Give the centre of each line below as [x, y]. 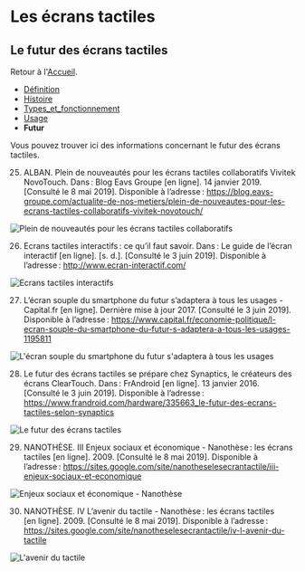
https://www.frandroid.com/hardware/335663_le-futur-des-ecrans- [150, 403]
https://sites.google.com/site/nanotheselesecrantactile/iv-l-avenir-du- [154, 530]
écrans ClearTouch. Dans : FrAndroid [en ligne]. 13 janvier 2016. [141, 383]
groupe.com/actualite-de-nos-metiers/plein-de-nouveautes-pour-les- [154, 201]
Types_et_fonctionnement [71, 109]
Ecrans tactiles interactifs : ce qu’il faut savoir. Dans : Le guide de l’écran [157, 246]
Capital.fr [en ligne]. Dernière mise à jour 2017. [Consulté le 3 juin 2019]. [157, 310]
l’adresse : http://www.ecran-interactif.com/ [105, 265]
